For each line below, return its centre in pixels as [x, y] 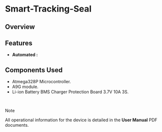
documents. [17, 125]
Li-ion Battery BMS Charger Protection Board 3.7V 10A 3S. [70, 92]
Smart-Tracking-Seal [48, 9]
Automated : [25, 55]
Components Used [34, 70]
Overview [20, 27]
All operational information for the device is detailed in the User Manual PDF [81, 120]
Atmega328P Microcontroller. [41, 82]
